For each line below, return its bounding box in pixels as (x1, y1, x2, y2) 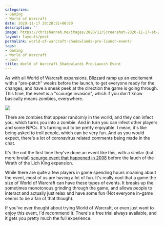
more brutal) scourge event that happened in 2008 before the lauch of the (5, 155, 154, 161)
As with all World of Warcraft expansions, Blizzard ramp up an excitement (5, 75, 153, 81)
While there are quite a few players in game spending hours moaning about (5, 169, 156, 176)
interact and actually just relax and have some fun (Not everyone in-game (5, 190, 153, 196)
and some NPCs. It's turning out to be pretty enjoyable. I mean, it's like (5, 125, 147, 131)
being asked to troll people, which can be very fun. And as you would (5, 130, 144, 136)
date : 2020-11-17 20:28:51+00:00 (5, 21, 73, 26)
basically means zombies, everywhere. (5, 96, 83, 102)
